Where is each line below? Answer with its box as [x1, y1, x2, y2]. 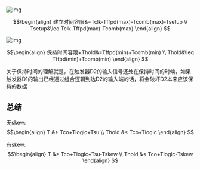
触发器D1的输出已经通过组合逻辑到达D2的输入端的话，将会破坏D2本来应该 [6, 75, 189, 83]
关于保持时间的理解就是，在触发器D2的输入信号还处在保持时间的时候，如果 [6, 68, 191, 75]
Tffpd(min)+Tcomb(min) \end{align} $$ [52, 55, 149, 63]
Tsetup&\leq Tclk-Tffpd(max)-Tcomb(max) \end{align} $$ [30, 25, 171, 32]
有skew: [6, 141, 26, 148]
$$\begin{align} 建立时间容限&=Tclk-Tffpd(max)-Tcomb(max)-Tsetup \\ [13, 18, 188, 26]
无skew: [6, 119, 26, 126]
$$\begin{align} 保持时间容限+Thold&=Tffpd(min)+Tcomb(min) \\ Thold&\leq [7, 49, 194, 56]
